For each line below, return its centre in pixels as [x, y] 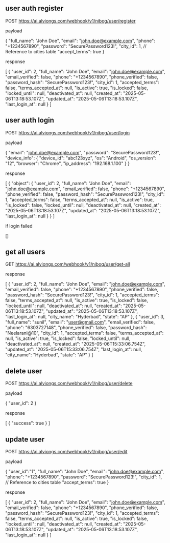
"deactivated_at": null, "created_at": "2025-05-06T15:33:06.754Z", [76, 344]
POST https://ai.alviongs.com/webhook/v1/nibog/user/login [68, 132]
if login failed [19, 226]
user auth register [34, 8]
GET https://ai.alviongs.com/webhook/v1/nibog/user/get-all [68, 264]
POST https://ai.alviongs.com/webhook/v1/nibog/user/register [71, 21]
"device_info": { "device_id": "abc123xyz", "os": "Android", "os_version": [81, 158]
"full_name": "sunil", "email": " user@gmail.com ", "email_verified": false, [80, 322]
